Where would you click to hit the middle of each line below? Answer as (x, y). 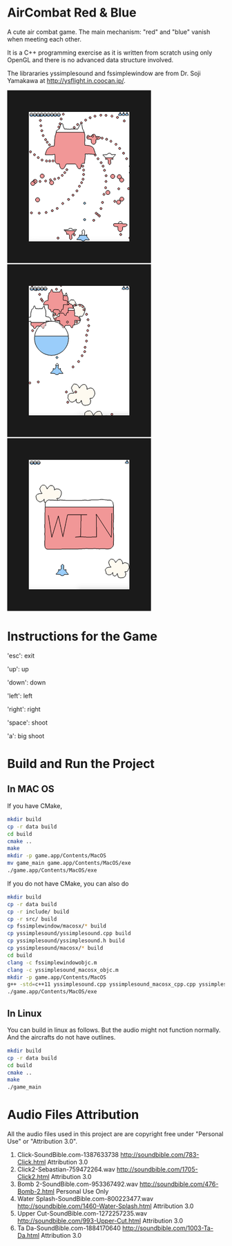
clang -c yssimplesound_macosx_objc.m (63, 970)
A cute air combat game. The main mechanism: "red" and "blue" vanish (109, 32)
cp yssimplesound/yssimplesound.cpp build (69, 934)
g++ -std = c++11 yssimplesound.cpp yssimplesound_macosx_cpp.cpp (101, 985)
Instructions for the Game (82, 636)
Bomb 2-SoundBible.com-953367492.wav (77, 1184)
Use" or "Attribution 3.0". (42, 1142)
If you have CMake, (35, 805)
